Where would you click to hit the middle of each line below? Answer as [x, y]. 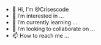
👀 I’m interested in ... [38, 16]
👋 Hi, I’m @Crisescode [40, 9]
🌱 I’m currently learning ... [45, 22]
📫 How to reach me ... [40, 36]
